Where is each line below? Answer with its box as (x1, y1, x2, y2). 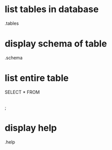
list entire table (5, 72, 69, 84)
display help (5, 122, 57, 133)
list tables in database (5, 4, 99, 15)
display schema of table (5, 38, 107, 49)
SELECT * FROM (5, 89, 40, 95)
